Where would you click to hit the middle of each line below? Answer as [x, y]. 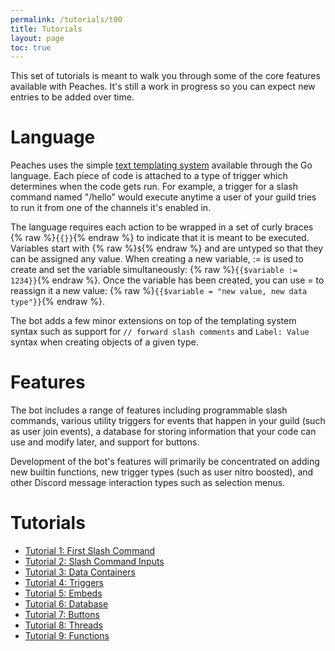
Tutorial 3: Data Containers [80, 572]
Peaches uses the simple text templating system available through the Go [161, 165]
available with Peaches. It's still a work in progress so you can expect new [163, 87]
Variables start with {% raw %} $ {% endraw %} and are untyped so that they [167, 248]
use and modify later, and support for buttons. [105, 442]
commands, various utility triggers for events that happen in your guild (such [168, 421]
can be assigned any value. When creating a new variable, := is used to [157, 259]
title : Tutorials [46, 29]
